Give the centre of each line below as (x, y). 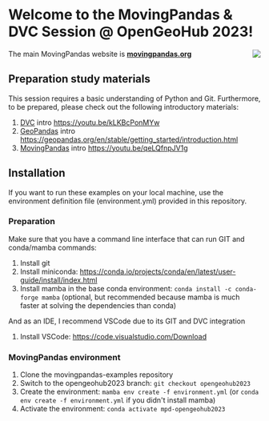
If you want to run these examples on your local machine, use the (116, 192)
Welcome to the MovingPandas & (121, 15)
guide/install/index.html (58, 280)
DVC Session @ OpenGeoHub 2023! (131, 32)
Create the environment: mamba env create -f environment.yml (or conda (139, 392)
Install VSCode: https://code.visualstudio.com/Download (113, 336)
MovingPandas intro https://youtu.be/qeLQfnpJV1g (104, 148)
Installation (37, 173)
